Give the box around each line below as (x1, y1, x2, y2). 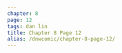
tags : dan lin (7, 23, 48, 30)
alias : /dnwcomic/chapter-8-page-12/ (7, 36, 116, 43)
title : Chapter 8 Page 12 (7, 29, 81, 36)
